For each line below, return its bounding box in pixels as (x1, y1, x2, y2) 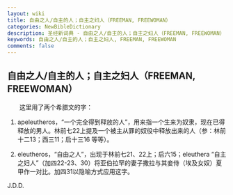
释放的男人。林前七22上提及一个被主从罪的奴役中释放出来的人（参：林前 (17, 126, 226, 134)
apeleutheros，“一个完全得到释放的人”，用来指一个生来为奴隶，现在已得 (17, 118, 225, 126)
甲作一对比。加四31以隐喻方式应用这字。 (17, 167, 134, 175)
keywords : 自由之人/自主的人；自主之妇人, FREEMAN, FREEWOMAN (7, 36, 177, 43)
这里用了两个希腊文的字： (19, 102, 93, 111)
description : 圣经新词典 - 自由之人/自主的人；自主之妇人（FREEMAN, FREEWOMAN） (7, 29, 225, 37)
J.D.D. (7, 181, 24, 189)
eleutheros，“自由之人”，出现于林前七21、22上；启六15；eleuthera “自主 (17, 150, 227, 158)
